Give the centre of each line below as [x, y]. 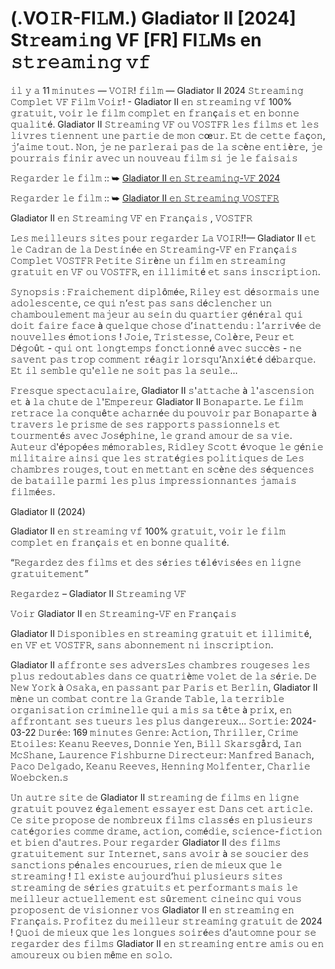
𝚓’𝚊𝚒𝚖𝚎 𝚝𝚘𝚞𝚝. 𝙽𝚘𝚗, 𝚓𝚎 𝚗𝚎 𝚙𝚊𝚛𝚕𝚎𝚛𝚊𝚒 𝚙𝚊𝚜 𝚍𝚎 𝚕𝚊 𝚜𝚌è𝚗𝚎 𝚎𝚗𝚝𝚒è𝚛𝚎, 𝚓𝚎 [166, 146]
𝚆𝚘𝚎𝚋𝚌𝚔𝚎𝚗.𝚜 [39, 777]
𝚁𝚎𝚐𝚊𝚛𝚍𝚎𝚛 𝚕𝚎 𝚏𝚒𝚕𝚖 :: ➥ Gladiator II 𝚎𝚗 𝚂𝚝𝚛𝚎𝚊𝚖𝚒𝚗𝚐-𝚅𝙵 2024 [145, 178]
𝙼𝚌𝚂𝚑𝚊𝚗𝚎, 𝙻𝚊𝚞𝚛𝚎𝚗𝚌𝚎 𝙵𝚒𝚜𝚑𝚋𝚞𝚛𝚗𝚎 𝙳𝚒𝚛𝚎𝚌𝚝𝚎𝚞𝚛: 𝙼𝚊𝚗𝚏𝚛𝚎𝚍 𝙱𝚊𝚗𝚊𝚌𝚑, [162, 754]
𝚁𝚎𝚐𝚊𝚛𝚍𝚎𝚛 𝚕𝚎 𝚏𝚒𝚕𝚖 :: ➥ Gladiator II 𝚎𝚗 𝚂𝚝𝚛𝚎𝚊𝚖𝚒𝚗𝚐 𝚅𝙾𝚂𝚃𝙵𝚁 [145, 198]
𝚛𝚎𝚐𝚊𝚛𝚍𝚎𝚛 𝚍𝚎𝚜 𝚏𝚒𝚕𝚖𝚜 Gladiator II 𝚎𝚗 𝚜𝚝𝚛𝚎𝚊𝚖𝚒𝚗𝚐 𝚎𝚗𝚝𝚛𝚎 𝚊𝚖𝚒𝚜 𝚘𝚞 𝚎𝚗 [167, 943]
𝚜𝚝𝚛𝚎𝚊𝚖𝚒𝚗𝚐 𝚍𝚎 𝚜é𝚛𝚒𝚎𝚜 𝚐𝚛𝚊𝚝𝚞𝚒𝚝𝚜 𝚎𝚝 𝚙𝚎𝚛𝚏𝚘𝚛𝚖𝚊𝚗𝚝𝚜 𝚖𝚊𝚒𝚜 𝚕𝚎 [154, 887]
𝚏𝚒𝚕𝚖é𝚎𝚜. [33, 491]
